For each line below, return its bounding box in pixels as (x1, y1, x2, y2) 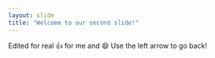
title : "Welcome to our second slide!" (8, 19, 139, 27)
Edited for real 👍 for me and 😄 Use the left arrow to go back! (8, 41, 207, 50)
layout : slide (8, 11, 55, 20)
